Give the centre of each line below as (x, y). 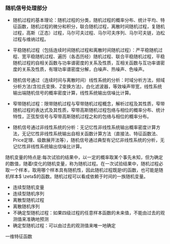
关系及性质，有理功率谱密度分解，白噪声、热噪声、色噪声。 (84, 69)
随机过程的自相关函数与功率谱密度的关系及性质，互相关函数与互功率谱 (87, 63)
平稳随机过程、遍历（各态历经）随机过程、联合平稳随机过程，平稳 (95, 57)
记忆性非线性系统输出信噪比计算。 (48, 147)
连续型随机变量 (28, 187)
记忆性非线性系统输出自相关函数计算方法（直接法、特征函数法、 (93, 134)
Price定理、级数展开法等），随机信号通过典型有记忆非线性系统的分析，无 (89, 140)
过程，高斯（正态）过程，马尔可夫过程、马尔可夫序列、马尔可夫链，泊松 (89, 33)
